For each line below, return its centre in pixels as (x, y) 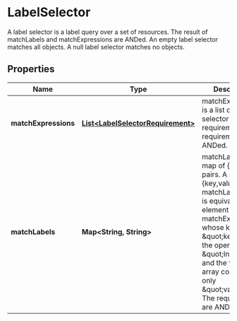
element (215, 209)
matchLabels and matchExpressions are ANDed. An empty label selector (113, 39)
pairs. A (215, 174)
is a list (213, 110)
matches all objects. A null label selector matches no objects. (96, 47)
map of (214, 165)
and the (214, 262)
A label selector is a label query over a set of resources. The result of (108, 32)
